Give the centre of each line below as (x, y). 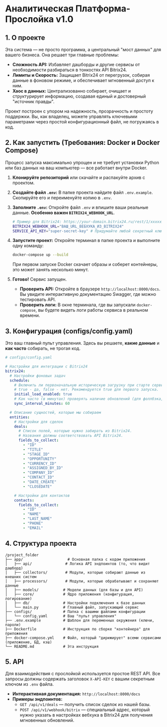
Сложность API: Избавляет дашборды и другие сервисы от (76, 64)
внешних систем (21, 577)
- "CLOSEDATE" (38, 486)
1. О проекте (25, 38)
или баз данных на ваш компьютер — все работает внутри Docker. (76, 168)
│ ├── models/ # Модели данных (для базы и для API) (74, 590)
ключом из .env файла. (30, 684)
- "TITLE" (33, 449)
